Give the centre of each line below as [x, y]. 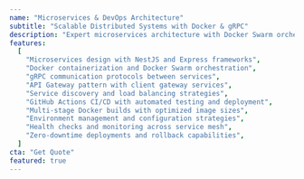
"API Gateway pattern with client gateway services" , [129, 85]
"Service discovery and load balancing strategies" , [127, 93]
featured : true [38, 160]
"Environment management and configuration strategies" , [135, 118]
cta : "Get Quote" [42, 152]
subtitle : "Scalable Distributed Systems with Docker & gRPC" [129, 26]
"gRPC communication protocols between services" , [123, 77]
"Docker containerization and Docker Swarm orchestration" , [141, 69]
